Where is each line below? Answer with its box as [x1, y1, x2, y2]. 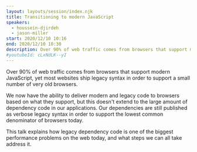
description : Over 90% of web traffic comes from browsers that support [6, 47, 188, 53]
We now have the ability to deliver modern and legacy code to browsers [6, 92, 180, 99]
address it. [6, 140, 32, 147]
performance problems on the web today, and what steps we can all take [6, 134, 182, 141]
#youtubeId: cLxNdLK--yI [6, 52, 67, 58]
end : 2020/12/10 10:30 [6, 42, 62, 47]
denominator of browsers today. [6, 116, 84, 123]
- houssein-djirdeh [11, 25, 59, 31]
